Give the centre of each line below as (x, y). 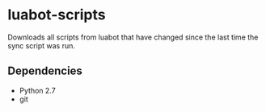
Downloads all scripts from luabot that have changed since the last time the (133, 37)
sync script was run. (42, 45)
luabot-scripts (57, 15)
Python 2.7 (37, 90)
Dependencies (45, 71)
